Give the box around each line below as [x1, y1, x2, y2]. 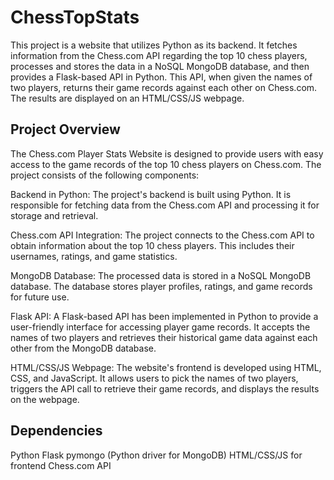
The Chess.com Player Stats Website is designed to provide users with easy [10, 147, 324, 160]
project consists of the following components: [10, 169, 200, 181]
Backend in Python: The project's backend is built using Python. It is [10, 188, 292, 200]
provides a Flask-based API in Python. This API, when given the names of [10, 71, 313, 83]
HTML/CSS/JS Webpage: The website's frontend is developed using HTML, [10, 361, 322, 373]
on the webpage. [10, 393, 80, 405]
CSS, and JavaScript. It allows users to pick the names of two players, [10, 372, 299, 384]
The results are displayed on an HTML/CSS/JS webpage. [10, 92, 245, 104]
